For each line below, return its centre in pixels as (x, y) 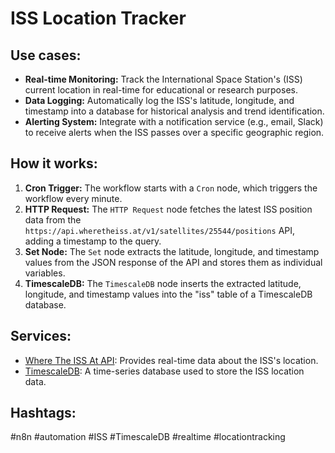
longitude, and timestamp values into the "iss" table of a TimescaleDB (168, 294)
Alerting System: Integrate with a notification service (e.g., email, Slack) (174, 121)
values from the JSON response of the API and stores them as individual (173, 262)
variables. (45, 273)
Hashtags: (43, 413)
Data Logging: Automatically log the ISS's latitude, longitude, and (159, 100)
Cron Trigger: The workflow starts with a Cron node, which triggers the (171, 188)
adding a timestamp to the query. (93, 241)
